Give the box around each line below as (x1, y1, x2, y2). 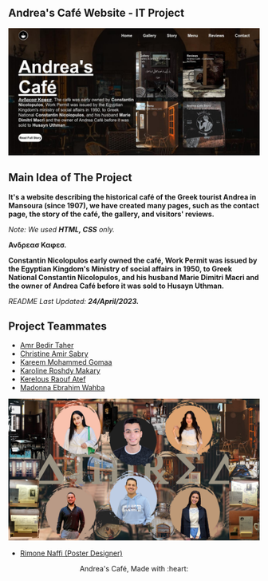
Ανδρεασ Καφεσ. (8, 239, 67, 250)
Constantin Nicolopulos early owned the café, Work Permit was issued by (8, 255, 258, 265)
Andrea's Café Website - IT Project (8, 6, 185, 20)
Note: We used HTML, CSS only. (8, 224, 116, 234)
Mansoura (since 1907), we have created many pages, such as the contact (8, 200, 259, 210)
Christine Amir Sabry (19, 349, 89, 358)
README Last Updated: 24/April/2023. (8, 296, 140, 306)
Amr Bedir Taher (19, 341, 74, 350)
